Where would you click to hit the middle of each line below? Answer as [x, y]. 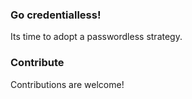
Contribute [37, 63]
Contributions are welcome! [67, 84]
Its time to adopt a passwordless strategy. [96, 37]
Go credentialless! [56, 15]
